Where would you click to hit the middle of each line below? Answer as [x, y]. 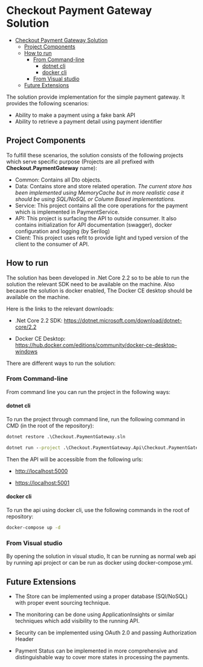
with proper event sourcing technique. [63, 603]
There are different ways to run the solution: [61, 363]
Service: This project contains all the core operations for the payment [101, 205]
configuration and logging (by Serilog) [63, 231]
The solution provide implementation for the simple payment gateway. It [96, 97]
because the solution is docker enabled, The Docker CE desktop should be [99, 291]
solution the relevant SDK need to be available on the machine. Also [91, 284]
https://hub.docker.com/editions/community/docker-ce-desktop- [96, 345]
